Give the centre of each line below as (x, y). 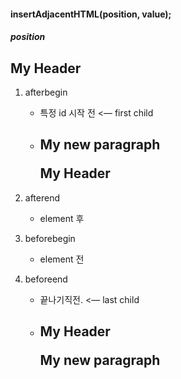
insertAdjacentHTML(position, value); (91, 14)
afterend (42, 197)
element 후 (62, 218)
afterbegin (46, 92)
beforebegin (50, 238)
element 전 (62, 259)
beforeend (46, 279)
